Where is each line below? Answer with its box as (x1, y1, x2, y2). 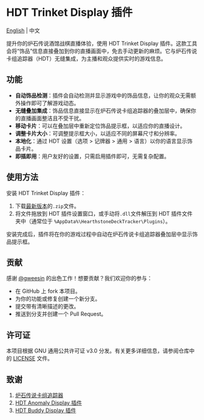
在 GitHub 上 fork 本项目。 (15, 287, 81, 295)
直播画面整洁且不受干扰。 (20, 114, 85, 122)
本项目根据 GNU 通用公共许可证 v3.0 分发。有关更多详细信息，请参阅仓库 (6, 347, 189, 354)
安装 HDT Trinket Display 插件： (6, 189, 86, 196)
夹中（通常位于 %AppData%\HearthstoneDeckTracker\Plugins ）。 (15, 217, 171, 225)
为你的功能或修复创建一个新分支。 (15, 295, 101, 303)
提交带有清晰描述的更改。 (15, 303, 80, 310)
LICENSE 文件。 (13, 355, 53, 362)
